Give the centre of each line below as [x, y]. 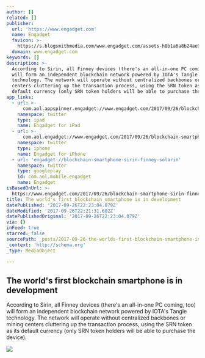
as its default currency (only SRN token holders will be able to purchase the [101, 331]
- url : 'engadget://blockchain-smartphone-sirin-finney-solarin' [97, 159]
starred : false [26, 233]
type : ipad [31, 120]
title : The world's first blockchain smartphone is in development [94, 199]
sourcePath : [21, 239]
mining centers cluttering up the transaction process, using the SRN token [99, 324]
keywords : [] [23, 57]
